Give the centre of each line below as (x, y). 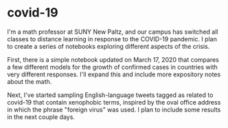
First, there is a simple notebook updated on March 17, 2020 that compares (113, 59)
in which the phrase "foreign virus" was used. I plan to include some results (114, 109)
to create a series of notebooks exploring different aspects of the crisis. (109, 46)
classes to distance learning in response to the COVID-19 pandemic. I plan (112, 39)
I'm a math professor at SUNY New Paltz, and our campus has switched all (113, 32)
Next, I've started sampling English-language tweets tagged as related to (110, 95)
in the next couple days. (41, 117)
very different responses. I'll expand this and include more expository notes (114, 74)
